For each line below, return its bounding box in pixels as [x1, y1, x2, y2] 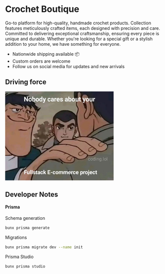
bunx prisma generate [5, 225, 50, 230]
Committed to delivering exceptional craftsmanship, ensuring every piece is [5, 30, 160, 36]
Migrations [5, 234, 27, 240]
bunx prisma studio [5, 264, 46, 269]
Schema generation [5, 215, 46, 221]
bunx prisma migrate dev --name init [5, 245, 83, 250]
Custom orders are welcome [12, 58, 71, 64]
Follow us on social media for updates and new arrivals [12, 63, 125, 69]
